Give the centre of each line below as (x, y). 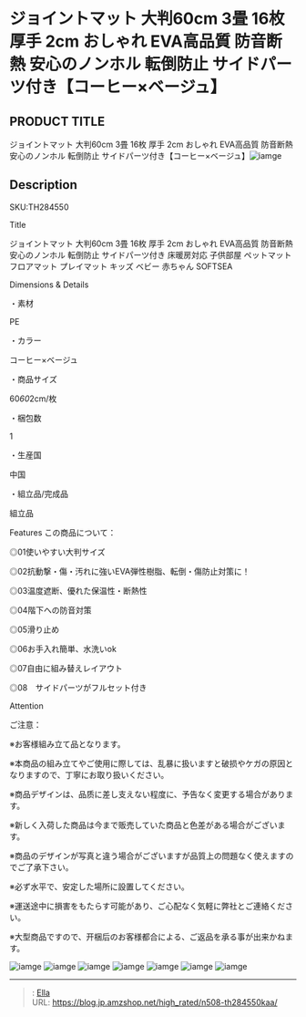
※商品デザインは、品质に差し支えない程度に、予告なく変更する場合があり (148, 794)
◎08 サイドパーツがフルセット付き (78, 687)
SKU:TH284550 (39, 207)
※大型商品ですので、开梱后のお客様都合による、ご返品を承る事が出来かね (147, 937)
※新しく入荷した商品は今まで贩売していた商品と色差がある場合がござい (143, 825)
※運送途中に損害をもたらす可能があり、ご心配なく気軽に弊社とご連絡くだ (148, 906)
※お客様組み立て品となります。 (67, 743)
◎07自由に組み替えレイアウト (66, 668)
